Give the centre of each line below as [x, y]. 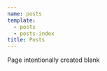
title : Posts [26, 40]
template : [22, 20]
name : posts [24, 14]
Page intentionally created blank [53, 60]
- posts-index [34, 33]
